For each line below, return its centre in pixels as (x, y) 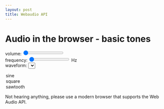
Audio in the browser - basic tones (78, 39)
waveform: (16, 65)
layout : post (19, 10)
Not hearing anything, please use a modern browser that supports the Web (82, 97)
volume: (13, 54)
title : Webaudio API (27, 14)
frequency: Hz (41, 60)
